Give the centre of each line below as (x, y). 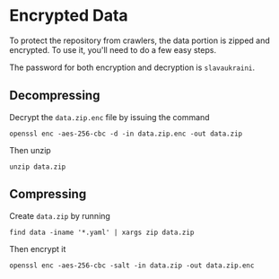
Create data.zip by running (60, 215)
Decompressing (55, 96)
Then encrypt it (38, 248)
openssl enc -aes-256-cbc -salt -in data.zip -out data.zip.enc (132, 266)
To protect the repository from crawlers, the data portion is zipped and (140, 40)
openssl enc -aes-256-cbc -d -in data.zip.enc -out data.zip (126, 134)
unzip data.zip (38, 167)
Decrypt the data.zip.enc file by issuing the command (109, 117)
